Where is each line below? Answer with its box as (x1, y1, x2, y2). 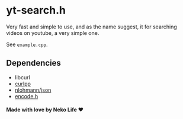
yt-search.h (6, 4, 66, 17)
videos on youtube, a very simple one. (6, 29, 99, 36)
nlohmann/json (14, 86, 52, 94)
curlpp (14, 80, 31, 87)
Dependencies (6, 58, 61, 68)
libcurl (14, 73, 31, 81)
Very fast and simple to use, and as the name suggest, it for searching (6, 23, 178, 30)
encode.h (14, 92, 38, 99)
